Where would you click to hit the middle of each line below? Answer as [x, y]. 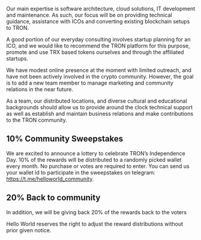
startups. [17, 58]
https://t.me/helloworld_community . [50, 179]
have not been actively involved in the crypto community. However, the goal [100, 76]
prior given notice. [29, 230]
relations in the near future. [40, 89]
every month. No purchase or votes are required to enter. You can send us [98, 166]
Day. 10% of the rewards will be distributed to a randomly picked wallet [94, 160]
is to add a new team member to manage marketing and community [90, 83]
